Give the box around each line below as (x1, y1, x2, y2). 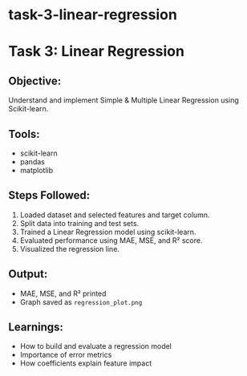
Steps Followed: (8, 188, 91, 202)
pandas (19, 157, 46, 166)
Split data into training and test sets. (19, 218, 140, 228)
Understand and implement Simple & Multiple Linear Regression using (8, 95, 239, 105)
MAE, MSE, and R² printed (19, 289, 107, 298)
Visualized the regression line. (19, 244, 120, 253)
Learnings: (8, 321, 64, 334)
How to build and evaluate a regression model (19, 342, 172, 351)
